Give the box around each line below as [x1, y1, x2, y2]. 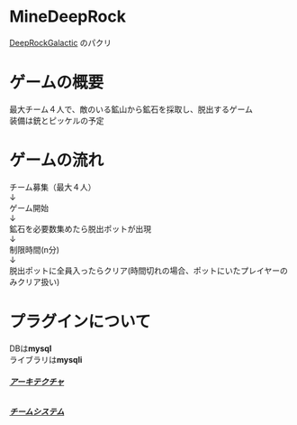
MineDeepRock [9, 6, 126, 27]
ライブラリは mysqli [9, 354, 83, 365]
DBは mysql [9, 343, 52, 354]
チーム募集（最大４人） [9, 181, 96, 192]
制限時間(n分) [9, 244, 60, 254]
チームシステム [9, 406, 65, 417]
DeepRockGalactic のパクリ [9, 37, 112, 48]
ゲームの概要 [9, 72, 104, 93]
